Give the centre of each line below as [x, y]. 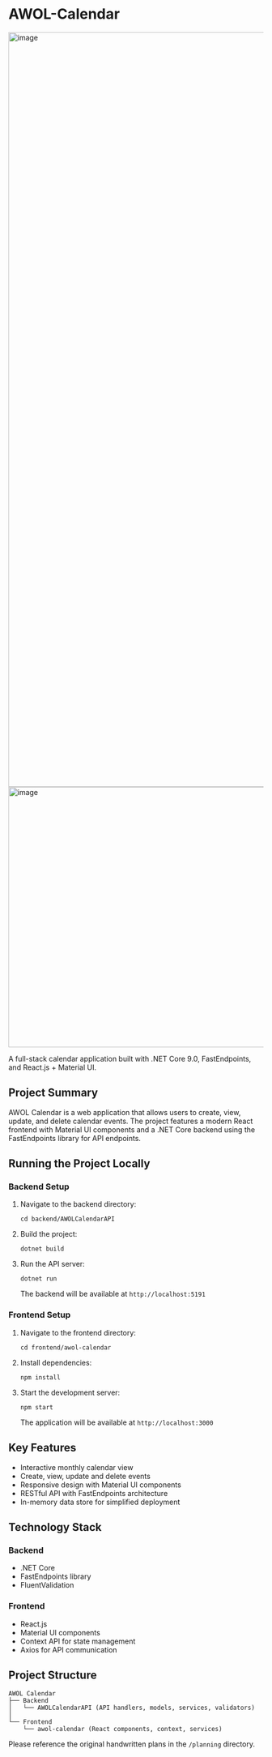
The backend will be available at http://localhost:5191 [113, 1294]
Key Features [42, 1448]
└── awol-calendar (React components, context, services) [123, 1729]
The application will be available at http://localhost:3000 [117, 1422]
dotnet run [38, 1279]
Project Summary [53, 1093]
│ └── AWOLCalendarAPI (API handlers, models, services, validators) [132, 1708]
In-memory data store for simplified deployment [100, 1502]
